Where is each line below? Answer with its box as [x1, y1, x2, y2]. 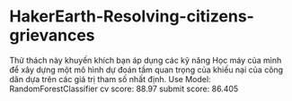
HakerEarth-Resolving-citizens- [9, 6, 254, 27]
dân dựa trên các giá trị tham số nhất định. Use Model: [9, 73, 211, 84]
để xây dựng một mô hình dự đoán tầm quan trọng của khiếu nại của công [9, 64, 284, 75]
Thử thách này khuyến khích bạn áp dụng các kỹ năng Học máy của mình [9, 55, 282, 65]
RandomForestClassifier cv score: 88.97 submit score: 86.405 [9, 83, 239, 94]
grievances [9, 25, 96, 46]
